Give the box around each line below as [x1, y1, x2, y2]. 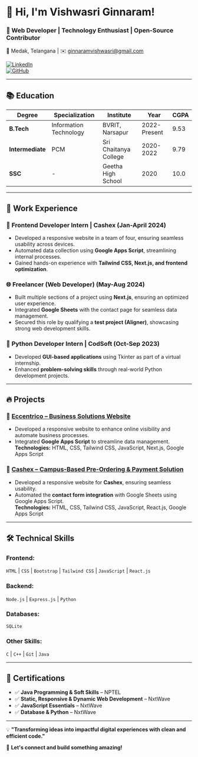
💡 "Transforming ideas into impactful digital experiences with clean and [6, 726, 186, 733]
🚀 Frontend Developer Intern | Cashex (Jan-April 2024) [6, 221, 166, 229]
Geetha [102, 162, 123, 170]
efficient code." [6, 732, 45, 739]
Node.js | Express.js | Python [6, 595, 77, 603]
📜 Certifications [6, 673, 65, 683]
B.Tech [9, 125, 29, 133]
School [102, 177, 122, 185]
